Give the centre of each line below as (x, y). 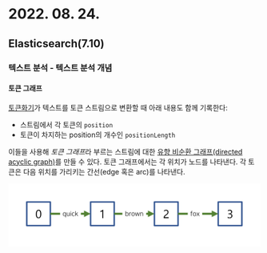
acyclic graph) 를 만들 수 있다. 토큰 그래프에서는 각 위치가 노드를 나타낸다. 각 (127, 162)
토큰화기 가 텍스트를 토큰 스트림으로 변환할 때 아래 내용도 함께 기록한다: (118, 107)
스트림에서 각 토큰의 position (66, 124)
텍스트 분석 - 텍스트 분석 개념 (60, 67)
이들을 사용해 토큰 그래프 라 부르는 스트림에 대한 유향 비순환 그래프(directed (126, 151)
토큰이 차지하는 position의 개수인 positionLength (98, 135)
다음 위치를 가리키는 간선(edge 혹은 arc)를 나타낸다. (104, 171)
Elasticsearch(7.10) (57, 44)
